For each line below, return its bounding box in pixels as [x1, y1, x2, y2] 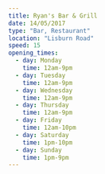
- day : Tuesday [15, 71, 66, 79]
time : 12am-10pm [22, 123, 77, 132]
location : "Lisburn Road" [8, 34, 94, 42]
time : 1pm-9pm [22, 153, 69, 161]
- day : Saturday [15, 131, 69, 139]
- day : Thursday [15, 101, 69, 109]
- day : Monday [15, 57, 62, 65]
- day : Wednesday [15, 86, 73, 95]
